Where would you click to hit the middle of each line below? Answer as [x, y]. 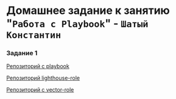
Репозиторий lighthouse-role [43, 78]
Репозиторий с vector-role [40, 90]
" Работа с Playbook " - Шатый [77, 23]
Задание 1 [22, 53]
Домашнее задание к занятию [88, 11]
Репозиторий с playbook [38, 66]
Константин [34, 36]
